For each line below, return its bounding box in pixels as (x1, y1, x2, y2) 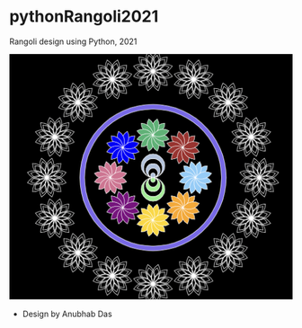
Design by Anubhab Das (22, 308, 112, 319)
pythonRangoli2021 (9, 6, 159, 27)
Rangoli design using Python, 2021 (9, 36, 138, 47)
